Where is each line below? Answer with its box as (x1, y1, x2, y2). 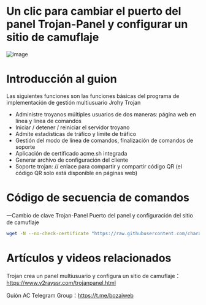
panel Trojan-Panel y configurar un (6, 17, 188, 31)
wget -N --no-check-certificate (6, 230, 89, 236)
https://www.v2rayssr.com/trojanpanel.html (6, 279, 116, 286)
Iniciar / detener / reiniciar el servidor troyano (15, 124, 130, 131)
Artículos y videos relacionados (6, 251, 172, 265)
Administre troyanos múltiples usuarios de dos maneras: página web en (15, 110, 196, 118)
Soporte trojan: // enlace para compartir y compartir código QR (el (15, 162, 183, 170)
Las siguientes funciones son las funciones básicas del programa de (6, 92, 180, 99)
